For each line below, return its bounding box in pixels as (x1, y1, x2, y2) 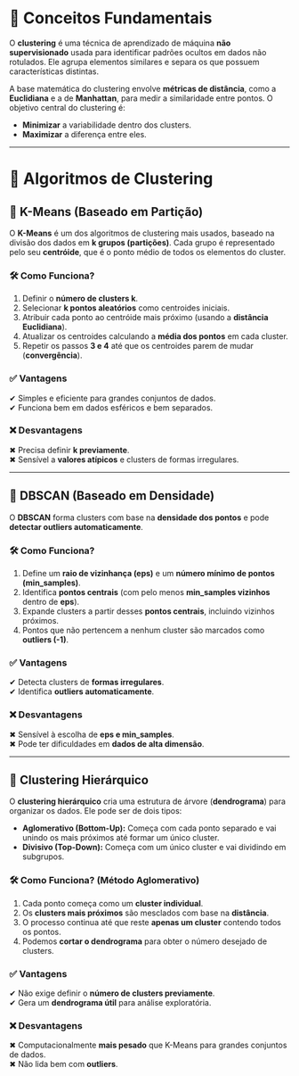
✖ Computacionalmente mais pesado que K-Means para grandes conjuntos (9, 1039, 287, 1051)
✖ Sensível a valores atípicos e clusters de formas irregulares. (9, 454, 239, 465)
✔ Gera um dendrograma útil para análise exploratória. (9, 997, 212, 1007)
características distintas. (9, 66, 100, 77)
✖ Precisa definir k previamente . (9, 444, 130, 455)
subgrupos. (21, 851, 65, 862)
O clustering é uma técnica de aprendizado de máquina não (9, 37, 231, 48)
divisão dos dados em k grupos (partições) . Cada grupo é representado (9, 236, 276, 248)
